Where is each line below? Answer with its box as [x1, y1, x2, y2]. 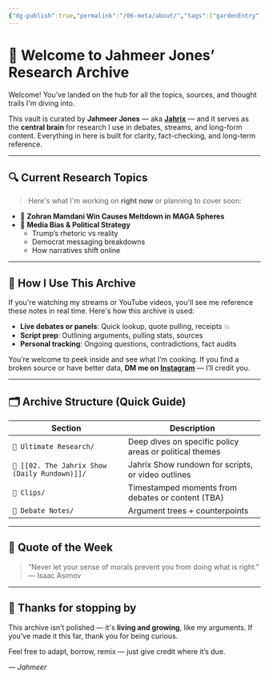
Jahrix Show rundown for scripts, [127, 459, 253, 470]
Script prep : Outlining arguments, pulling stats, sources [19, 331, 203, 340]
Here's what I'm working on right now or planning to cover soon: [27, 196, 242, 206]
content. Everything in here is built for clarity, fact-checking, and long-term [8, 130, 256, 140]
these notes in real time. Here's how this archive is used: [8, 306, 195, 316]
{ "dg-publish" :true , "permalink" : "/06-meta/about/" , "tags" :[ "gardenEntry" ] [8, 11, 263, 20]
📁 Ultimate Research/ [12, 442, 94, 451]
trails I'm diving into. [8, 98, 75, 108]
